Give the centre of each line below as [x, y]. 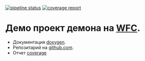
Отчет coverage [30, 52]
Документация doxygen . [39, 42]
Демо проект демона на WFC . [73, 28]
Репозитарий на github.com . [43, 47]
